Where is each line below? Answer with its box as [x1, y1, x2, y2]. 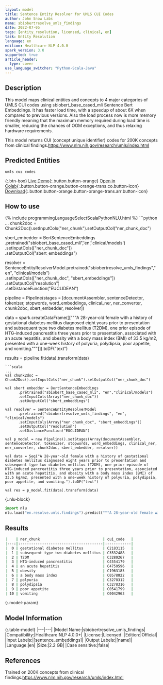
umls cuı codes [5, 169, 36, 174]
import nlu [5, 506, 27, 511]
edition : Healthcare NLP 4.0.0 [5, 43, 68, 48]
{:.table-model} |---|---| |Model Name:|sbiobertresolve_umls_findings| [5, 627, 146, 632]
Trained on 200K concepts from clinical [5, 669, 84, 675]
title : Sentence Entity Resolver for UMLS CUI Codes [5, 12, 114, 17]
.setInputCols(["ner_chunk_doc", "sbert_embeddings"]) [5, 275, 115, 281]
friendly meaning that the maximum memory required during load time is [5, 117, 150, 123]
